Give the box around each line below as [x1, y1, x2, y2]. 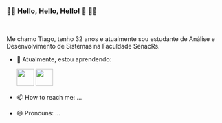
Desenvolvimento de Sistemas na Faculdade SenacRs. [6, 42, 160, 51]
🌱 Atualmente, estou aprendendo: [16, 55, 112, 64]
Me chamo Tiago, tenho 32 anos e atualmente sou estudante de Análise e [6, 35, 216, 43]
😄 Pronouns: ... [16, 109, 61, 118]
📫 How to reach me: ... [16, 94, 82, 102]
